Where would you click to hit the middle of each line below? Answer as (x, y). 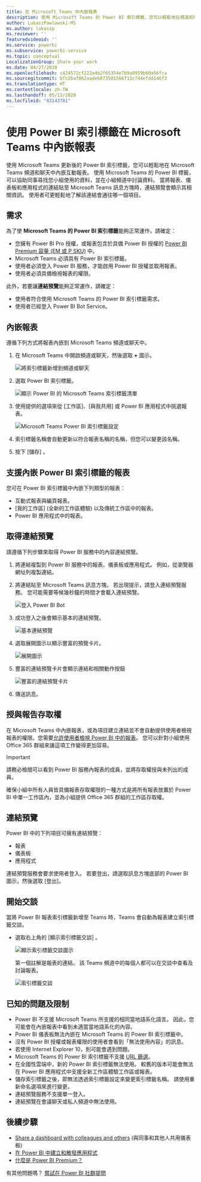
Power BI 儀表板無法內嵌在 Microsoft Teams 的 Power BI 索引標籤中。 (100, 1034)
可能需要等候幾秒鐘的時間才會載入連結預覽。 (87, 592)
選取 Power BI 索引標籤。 (46, 381)
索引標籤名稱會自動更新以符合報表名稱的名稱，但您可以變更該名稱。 (99, 439)
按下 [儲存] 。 (31, 452)
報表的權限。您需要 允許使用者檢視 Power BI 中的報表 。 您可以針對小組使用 (98, 738)
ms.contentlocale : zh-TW (37, 90)
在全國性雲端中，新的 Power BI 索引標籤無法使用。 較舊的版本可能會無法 (104, 1064)
